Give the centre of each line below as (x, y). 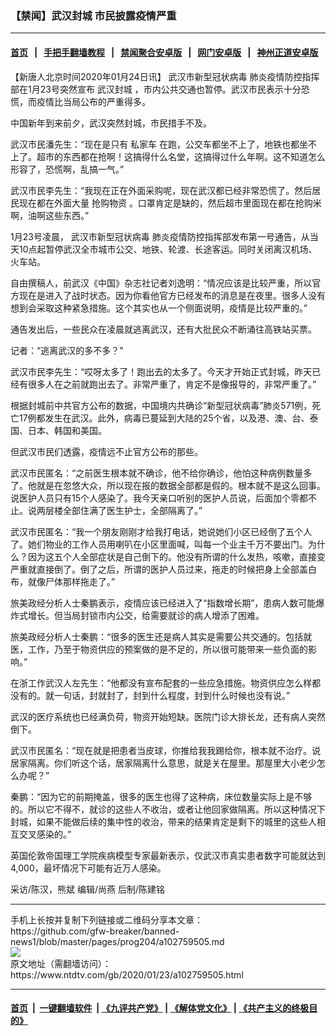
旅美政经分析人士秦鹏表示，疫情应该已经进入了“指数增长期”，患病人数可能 (163, 603)
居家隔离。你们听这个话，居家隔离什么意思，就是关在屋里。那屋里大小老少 (163, 763)
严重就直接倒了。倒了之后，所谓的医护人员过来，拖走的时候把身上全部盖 (159, 569)
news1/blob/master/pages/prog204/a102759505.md (117, 941)
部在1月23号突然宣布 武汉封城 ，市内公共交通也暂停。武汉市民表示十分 (156, 89)
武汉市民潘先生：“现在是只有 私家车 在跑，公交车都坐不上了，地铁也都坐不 (164, 144)
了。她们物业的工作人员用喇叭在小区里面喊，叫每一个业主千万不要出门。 (159, 544)
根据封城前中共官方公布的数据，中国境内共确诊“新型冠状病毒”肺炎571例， (161, 405)
